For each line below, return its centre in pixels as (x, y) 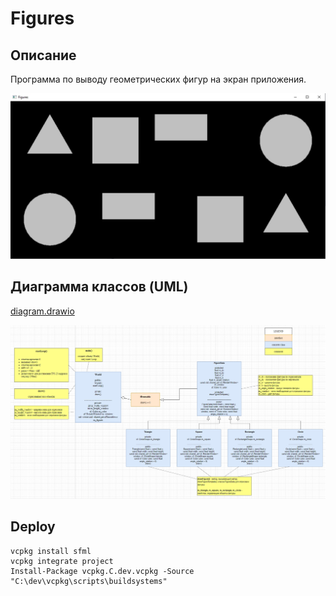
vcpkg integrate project (62, 561)
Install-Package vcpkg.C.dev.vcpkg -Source (102, 571)
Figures (42, 18)
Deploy (33, 527)
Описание (43, 55)
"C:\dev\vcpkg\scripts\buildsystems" (89, 581)
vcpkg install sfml (51, 551)
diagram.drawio (42, 311)
